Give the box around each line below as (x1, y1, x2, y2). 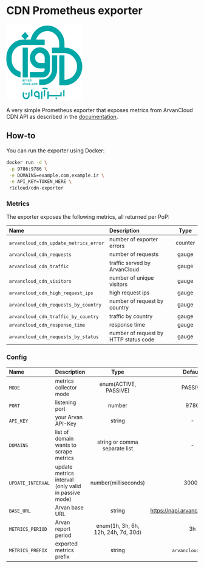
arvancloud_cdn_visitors (8, 279, 72, 285)
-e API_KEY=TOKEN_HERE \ (8, 179, 72, 185)
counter (175, 239, 195, 246)
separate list (102, 444, 134, 452)
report (55, 525, 71, 533)
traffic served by (109, 259, 151, 266)
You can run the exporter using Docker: (6, 147, 105, 154)
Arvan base (55, 503, 84, 511)
